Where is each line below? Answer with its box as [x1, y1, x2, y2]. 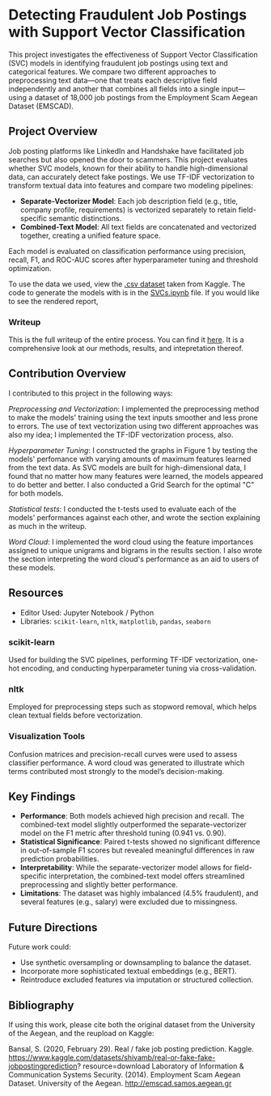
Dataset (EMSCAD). [8, 101, 74, 111]
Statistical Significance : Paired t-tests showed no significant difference [19, 837, 260, 847]
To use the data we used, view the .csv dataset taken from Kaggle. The [8, 279, 245, 289]
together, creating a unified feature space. [19, 231, 161, 240]
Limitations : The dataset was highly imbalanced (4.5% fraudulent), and [19, 888, 259, 899]
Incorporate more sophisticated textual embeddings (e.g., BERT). [19, 967, 237, 976]
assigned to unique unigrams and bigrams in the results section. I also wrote [8, 545, 263, 555]
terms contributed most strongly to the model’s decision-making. [8, 766, 225, 776]
